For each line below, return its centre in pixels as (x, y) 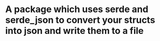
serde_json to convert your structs (80, 20)
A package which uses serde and (77, 9)
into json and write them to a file (74, 31)
